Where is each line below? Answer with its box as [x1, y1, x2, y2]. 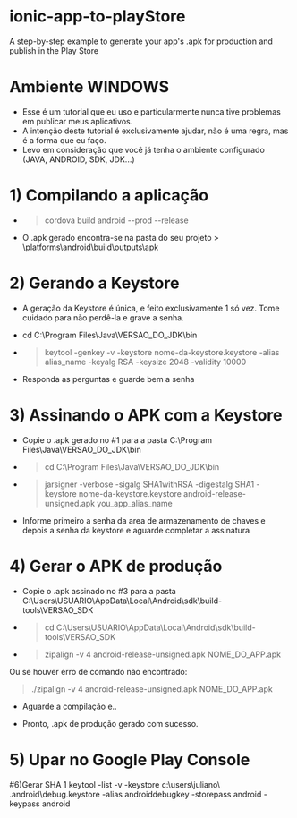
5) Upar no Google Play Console [9, 749, 250, 770]
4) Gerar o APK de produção [9, 556, 223, 576]
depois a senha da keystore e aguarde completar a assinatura [21, 524, 250, 535]
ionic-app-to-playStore [9, 6, 186, 27]
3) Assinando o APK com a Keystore [9, 405, 284, 425]
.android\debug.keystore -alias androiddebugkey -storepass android [9, 788, 262, 799]
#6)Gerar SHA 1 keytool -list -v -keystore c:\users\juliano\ [9, 779, 221, 789]
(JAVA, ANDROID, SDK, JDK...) [21, 154, 136, 165]
